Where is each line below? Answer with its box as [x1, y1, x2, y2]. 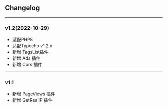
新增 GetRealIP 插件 [12, 97, 53, 103]
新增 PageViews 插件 [12, 91, 56, 97]
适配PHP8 [12, 37, 33, 43]
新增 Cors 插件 [12, 62, 42, 68]
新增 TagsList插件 [12, 49, 49, 55]
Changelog [5, 4, 40, 12]
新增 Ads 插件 [12, 55, 41, 61]
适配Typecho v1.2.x [12, 43, 52, 49]
